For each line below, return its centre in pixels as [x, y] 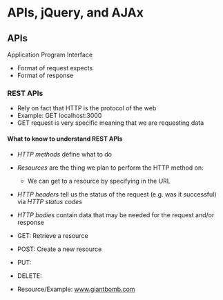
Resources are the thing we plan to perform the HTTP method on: [110, 168]
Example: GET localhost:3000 [59, 116]
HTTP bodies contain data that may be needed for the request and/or [116, 214]
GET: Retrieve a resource [52, 235]
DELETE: [30, 276]
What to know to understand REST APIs [65, 139]
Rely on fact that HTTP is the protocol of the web [87, 108]
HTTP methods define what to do [65, 154]
